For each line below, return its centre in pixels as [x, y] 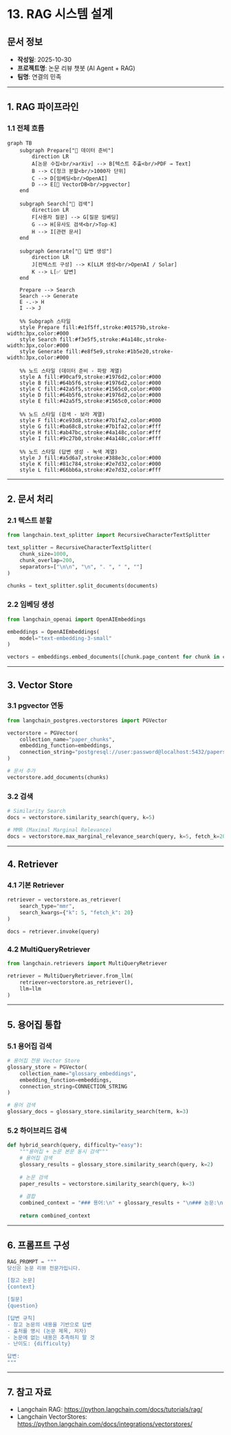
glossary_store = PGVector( [47, 1067]
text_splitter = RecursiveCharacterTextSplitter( [80, 548]
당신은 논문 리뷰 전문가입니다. [44, 1268]
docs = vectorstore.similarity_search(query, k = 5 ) [81, 818]
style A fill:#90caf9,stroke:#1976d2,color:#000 [90, 377]
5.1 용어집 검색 [30, 1046]
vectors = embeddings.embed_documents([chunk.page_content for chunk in [113, 657]
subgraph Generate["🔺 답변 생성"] [66, 251]
